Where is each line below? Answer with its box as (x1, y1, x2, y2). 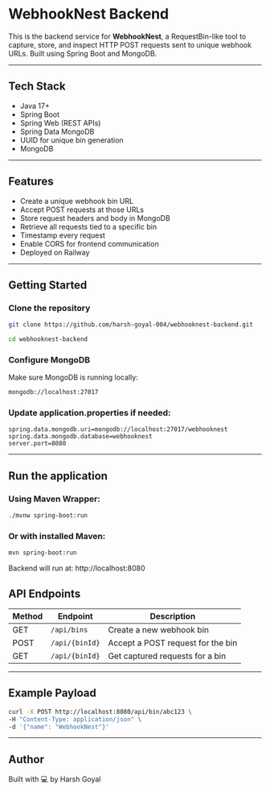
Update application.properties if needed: (8, 408, 171, 419)
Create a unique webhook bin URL (19, 196, 134, 205)
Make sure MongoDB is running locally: (8, 372, 138, 383)
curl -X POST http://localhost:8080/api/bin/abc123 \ (8, 707, 193, 715)
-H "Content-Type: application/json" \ (8, 715, 142, 724)
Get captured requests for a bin (108, 650, 227, 661)
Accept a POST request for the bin (108, 637, 238, 649)
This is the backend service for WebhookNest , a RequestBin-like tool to (8, 31, 247, 41)
